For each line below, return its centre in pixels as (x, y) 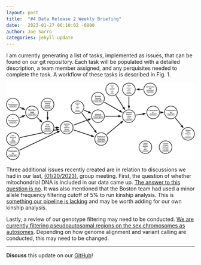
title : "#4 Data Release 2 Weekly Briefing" (64, 19)
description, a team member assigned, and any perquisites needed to (92, 68)
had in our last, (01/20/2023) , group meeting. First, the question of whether (99, 175)
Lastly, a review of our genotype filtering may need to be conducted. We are (100, 219)
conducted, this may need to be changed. (58, 238)
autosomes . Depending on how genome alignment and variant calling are (96, 232)
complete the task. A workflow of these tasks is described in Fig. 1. (89, 75)
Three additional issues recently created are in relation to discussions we (96, 170)
